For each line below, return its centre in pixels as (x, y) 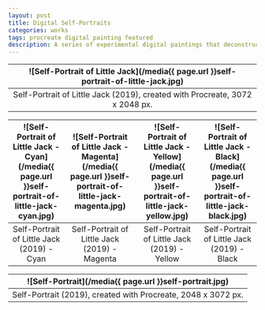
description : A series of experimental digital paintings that (114, 45)
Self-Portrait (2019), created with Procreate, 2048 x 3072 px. (128, 295)
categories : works (38, 30)
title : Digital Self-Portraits (60, 23)
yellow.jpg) (167, 216)
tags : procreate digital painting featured (81, 37)
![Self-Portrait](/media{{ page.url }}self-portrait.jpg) (127, 282)
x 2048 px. (132, 105)
